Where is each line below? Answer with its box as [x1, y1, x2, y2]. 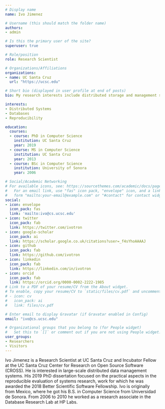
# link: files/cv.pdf [5, 303, 54, 308]
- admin [5, 30, 21, 35]
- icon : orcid [5, 271, 34, 276]
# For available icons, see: [5, 184, 65, 189]
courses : [9, 129, 27, 134]
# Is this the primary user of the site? [5, 39, 91, 44]
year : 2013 [14, 156, 36, 162]
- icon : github [5, 243, 36, 248]
